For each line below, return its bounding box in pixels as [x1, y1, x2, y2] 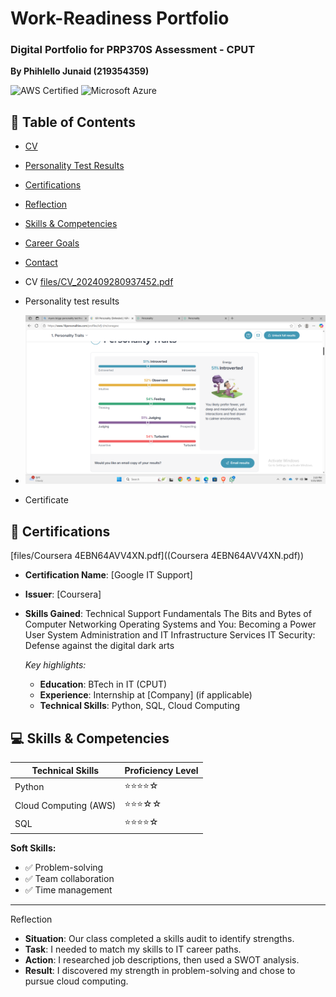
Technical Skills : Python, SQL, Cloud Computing [39, 700, 241, 712]
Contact [24, 257, 58, 269]
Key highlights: [24, 659, 87, 671]
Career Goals [24, 237, 80, 249]
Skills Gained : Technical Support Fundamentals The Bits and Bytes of [24, 608, 312, 620]
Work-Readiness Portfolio [10, 7, 230, 30]
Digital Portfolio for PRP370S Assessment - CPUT [10, 43, 256, 57]
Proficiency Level [124, 764, 199, 776]
